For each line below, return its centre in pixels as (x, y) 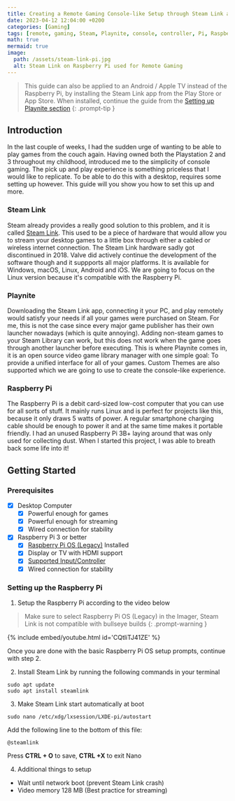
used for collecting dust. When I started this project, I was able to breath (111, 441)
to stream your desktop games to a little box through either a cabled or (109, 240)
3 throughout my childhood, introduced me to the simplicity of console (109, 162)
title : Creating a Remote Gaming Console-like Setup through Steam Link (115, 14)
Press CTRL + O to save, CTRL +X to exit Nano (74, 755)
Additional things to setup (55, 769)
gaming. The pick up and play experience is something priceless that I (108, 170)
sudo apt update (31, 685)
